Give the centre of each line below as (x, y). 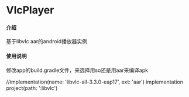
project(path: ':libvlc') (32, 88)
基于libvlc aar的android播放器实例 (47, 41)
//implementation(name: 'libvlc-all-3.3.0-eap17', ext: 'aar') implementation (94, 82)
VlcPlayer (30, 10)
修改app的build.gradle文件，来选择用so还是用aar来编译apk (77, 70)
